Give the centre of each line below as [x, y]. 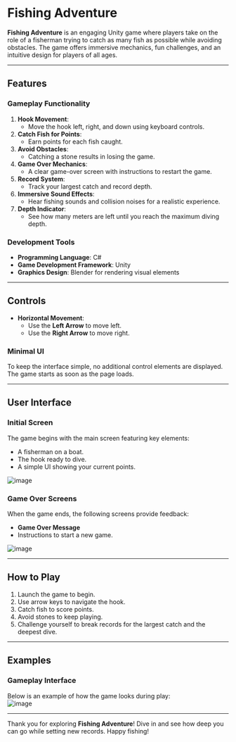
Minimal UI [26, 351]
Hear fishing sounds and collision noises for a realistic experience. [124, 201]
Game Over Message [49, 528]
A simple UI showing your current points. [76, 467]
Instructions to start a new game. [65, 535]
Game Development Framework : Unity [74, 265]
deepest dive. [37, 631]
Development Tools [41, 242]
